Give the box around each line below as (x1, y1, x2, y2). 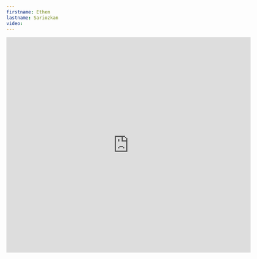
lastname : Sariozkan (6, 15, 59, 21)
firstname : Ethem (6, 9, 51, 15)
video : (6, 20, 23, 26)
